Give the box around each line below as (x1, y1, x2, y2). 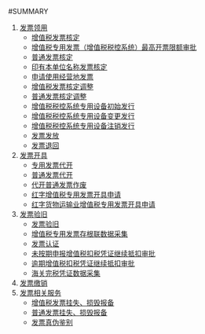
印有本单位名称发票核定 (31, 62, 108, 72)
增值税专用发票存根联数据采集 (31, 229, 128, 238)
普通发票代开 (31, 171, 73, 179)
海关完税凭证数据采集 (31, 269, 101, 277)
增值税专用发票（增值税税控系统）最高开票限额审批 (31, 42, 197, 52)
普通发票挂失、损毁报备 (31, 308, 108, 317)
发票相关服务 (19, 288, 61, 297)
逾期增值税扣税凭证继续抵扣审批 (31, 259, 135, 268)
